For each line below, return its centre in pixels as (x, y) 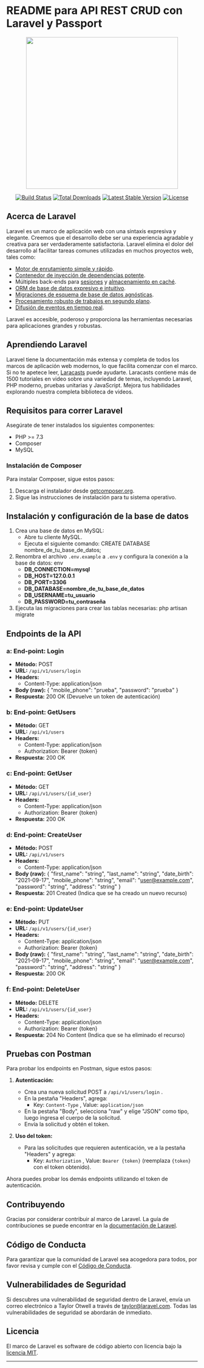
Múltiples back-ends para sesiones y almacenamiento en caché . (96, 281)
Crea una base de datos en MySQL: (59, 531)
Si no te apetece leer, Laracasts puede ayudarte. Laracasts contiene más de (101, 372)
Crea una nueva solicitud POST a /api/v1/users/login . (93, 1092)
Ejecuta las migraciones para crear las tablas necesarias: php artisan (101, 608)
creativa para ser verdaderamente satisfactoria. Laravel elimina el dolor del (100, 244)
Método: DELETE (37, 1002)
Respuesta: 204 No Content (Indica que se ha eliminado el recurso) (100, 1035)
